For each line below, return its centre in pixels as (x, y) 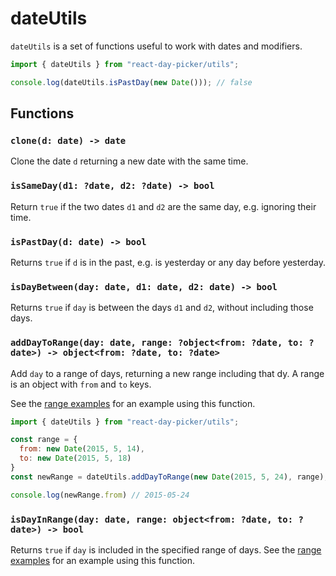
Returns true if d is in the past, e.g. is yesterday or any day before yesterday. (168, 262)
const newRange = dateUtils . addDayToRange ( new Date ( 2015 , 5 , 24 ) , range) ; (169, 477)
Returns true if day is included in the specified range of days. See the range (166, 549)
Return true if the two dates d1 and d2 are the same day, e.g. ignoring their (163, 206)
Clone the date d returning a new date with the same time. (129, 161)
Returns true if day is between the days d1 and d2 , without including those (162, 308)
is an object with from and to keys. (81, 384)
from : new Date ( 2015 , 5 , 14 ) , (82, 449)
